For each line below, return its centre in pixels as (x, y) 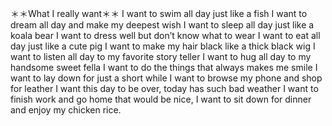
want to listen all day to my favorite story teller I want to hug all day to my (161, 56)
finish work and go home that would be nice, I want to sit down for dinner (161, 99)
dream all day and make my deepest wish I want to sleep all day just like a (162, 25)
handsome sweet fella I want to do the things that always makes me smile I (164, 67)
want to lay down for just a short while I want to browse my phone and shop (166, 78)
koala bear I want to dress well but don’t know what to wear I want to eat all (165, 35)
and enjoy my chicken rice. (66, 110)
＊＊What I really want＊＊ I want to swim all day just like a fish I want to (159, 13)
